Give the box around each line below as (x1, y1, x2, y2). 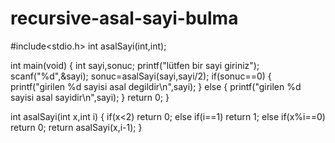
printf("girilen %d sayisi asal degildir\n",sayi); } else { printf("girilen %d (10, 80, 302, 92)
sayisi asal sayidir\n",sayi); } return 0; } (10, 91, 170, 103)
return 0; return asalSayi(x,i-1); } (10, 121, 143, 133)
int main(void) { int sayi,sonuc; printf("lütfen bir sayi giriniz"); (10, 59, 260, 71)
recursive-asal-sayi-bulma (10, 7, 239, 30)
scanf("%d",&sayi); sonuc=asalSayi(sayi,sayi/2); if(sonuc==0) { (10, 70, 272, 82)
